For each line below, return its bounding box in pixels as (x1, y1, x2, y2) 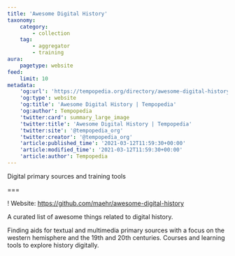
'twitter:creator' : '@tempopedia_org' (20, 133, 133, 140)
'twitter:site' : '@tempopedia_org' (20, 127, 124, 134)
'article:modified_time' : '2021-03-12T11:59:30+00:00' (20, 146, 183, 153)
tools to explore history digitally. (7, 241, 99, 249)
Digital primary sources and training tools (7, 172, 126, 180)
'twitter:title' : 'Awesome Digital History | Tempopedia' (20, 120, 192, 128)
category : (20, 23, 49, 30)
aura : (7, 56, 23, 63)
